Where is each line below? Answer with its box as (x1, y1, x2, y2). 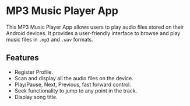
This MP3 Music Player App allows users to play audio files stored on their (6, 23, 184, 30)
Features (6, 53, 39, 63)
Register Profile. (14, 69, 54, 76)
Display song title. (14, 93, 58, 100)
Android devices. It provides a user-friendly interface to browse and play (6, 29, 181, 36)
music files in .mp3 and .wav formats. (6, 36, 93, 43)
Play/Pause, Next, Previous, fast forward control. (14, 81, 131, 88)
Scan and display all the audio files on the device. (14, 74, 134, 81)
